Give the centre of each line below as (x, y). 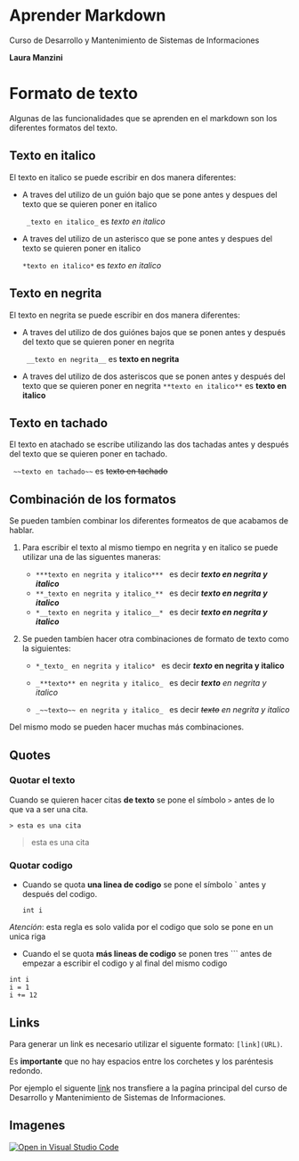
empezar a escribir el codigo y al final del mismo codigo (125, 963)
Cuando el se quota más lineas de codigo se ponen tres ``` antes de (147, 954)
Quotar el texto (42, 780)
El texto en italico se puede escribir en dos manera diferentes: (123, 177)
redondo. (26, 1070)
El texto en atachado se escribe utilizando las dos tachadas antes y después (149, 445)
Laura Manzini (36, 57)
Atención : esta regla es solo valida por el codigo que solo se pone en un (141, 927)
